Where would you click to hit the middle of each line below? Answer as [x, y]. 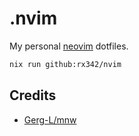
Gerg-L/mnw [50, 119]
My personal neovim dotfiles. [69, 46]
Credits [33, 95]
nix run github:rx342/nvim [65, 64]
